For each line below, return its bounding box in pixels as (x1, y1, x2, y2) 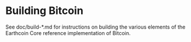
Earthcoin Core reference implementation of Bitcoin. (5, 29, 131, 36)
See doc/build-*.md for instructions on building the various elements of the (5, 23, 186, 30)
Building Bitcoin (5, 4, 84, 17)
